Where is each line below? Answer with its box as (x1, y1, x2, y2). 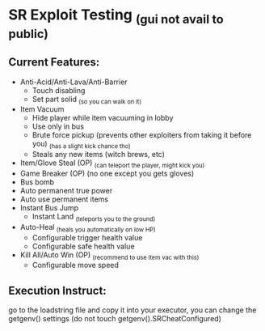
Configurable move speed (32, 261, 120, 270)
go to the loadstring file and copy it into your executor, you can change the (8, 305, 257, 315)
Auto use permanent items (19, 194, 109, 204)
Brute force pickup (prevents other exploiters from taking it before (32, 130, 252, 140)
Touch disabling (32, 85, 86, 95)
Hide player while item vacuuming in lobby (32, 113, 174, 123)
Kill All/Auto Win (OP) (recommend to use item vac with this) (19, 249, 200, 261)
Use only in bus (32, 121, 85, 131)
